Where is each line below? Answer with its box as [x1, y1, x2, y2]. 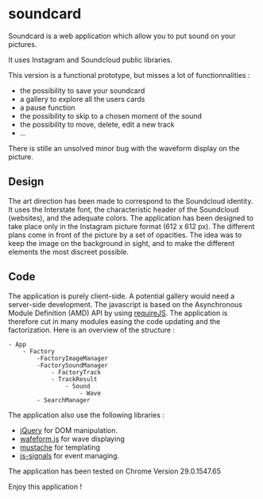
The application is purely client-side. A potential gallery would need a [8, 291, 235, 301]
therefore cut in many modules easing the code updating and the [8, 316, 221, 326]
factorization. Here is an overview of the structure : [8, 325, 176, 334]
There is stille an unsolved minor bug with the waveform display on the [8, 143, 240, 153]
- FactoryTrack [50, 368, 102, 376]
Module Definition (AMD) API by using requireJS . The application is [8, 308, 228, 318]
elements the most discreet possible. [8, 247, 130, 256]
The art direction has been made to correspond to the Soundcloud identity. [8, 196, 253, 205]
